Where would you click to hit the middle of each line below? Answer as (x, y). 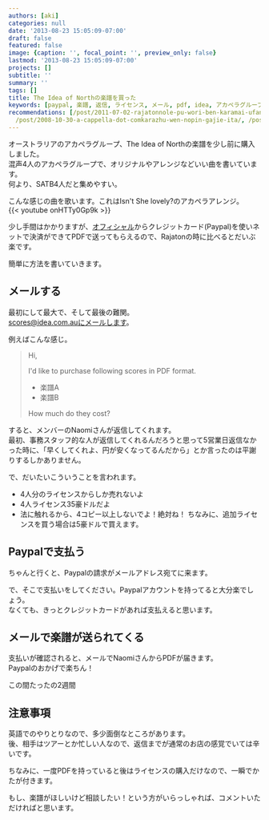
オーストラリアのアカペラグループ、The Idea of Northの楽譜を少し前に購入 (132, 143)
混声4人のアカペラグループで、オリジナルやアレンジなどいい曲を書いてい (129, 164)
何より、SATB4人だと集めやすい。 (65, 184)
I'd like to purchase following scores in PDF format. (112, 370)
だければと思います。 (43, 808)
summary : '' (28, 83)
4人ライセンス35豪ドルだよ (65, 504)
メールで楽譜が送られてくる (76, 637)
